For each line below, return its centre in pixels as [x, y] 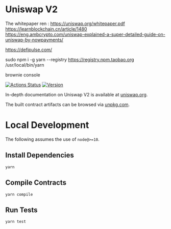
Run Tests [21, 210]
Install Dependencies [40, 155]
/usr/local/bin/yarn [25, 65]
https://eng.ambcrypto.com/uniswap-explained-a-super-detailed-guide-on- [86, 34]
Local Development [47, 125]
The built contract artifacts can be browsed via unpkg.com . [68, 104]
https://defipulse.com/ [29, 49]
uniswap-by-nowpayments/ [34, 40]
